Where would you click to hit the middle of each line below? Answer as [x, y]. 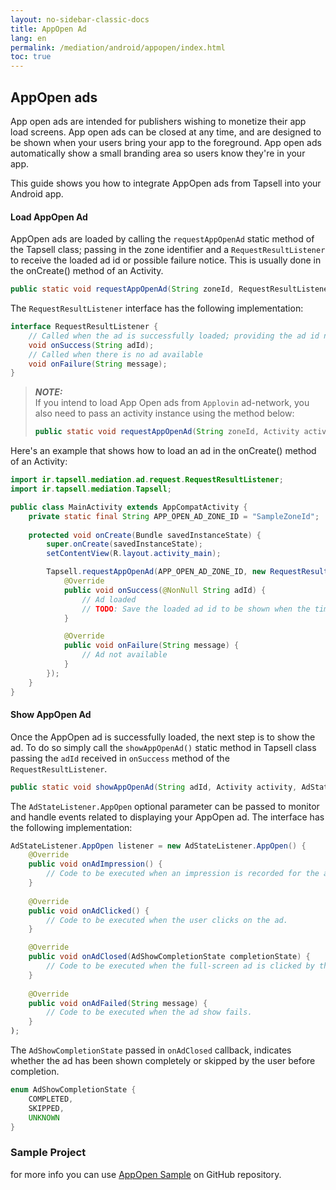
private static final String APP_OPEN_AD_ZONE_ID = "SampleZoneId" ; [174, 516]
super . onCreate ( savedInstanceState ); [124, 544]
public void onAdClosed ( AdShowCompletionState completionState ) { [169, 957]
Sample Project [48, 1153]
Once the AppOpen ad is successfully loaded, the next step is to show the [163, 737]
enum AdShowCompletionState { [73, 1090]
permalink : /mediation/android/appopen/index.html [118, 47]
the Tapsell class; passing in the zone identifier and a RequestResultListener [168, 250]
